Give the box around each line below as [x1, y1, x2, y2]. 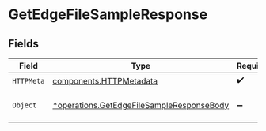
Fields [8, 37, 40, 51]
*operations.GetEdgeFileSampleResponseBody [52, 100, 230, 110]
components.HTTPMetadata [52, 75, 158, 86]
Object [12, 101, 37, 110]
